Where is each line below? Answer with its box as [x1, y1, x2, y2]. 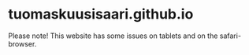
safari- [219, 31, 242, 40]
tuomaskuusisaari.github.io [8, 5, 194, 23]
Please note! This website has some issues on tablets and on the [8, 31, 218, 40]
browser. [8, 39, 37, 48]
